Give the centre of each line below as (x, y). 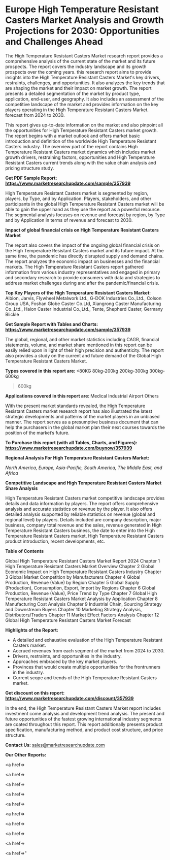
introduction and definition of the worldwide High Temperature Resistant (81, 141)
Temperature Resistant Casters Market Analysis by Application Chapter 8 (82, 599)
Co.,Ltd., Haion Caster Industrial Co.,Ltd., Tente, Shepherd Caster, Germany (84, 309)
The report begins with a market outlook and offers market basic (73, 136)
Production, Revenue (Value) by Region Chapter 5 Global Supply (72, 582)
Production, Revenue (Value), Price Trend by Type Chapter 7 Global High (81, 593)
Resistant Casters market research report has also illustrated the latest (79, 411)
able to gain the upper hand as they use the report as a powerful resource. (83, 209)
